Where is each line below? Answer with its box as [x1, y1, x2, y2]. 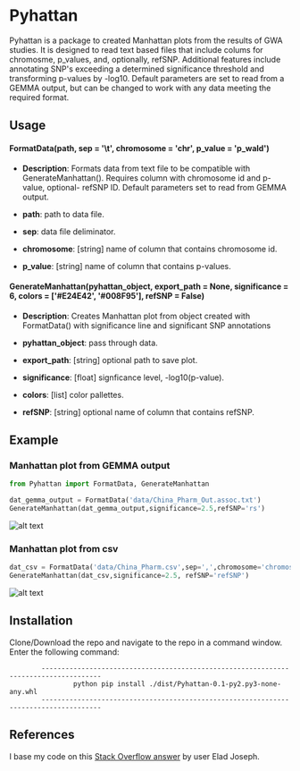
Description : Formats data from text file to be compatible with [21, 163, 251, 174]
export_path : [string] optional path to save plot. [21, 354, 198, 365]
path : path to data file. [21, 208, 104, 219]
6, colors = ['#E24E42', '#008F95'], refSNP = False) [9, 291, 205, 301]
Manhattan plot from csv [9, 542, 119, 555]
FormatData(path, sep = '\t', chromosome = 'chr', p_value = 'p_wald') [9, 142, 270, 153]
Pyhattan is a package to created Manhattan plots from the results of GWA [9, 35, 283, 46]
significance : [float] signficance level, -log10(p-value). [21, 372, 225, 383]
